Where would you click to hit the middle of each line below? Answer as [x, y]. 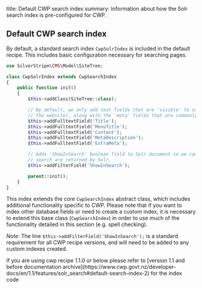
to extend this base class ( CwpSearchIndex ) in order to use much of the [93, 218]
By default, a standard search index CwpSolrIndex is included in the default [98, 48]
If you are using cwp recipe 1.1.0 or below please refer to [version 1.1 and [96, 260]
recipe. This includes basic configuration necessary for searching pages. [97, 55]
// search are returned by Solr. [70, 160]
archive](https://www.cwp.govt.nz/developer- [119, 267]
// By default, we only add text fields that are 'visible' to [109, 110]
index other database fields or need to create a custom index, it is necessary [101, 212]
